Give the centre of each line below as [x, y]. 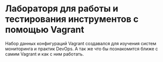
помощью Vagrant [45, 30]
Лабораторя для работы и [62, 9]
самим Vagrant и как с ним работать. [45, 54]
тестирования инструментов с [72, 19]
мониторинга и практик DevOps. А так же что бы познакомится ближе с [82, 49]
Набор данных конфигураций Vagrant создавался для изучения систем [81, 43]
